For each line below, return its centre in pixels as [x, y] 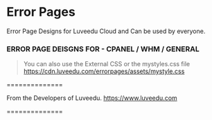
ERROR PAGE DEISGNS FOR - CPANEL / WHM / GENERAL [103, 49]
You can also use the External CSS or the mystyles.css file [107, 64]
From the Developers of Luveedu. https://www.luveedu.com [92, 98]
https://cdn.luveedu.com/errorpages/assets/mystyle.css [104, 71]
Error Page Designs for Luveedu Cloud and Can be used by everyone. [106, 31]
